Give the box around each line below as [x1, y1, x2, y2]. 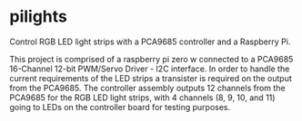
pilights [9, 6, 68, 27]
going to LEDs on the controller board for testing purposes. [9, 101, 231, 112]
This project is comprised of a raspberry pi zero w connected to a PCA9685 [9, 53, 294, 64]
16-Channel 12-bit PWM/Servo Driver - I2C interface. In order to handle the [9, 63, 290, 74]
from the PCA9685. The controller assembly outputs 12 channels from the [9, 82, 286, 93]
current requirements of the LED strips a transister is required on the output [9, 72, 293, 83]
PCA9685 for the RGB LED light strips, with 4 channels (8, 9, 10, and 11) [9, 92, 276, 103]
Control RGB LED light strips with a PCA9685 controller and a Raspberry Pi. [9, 36, 291, 47]
